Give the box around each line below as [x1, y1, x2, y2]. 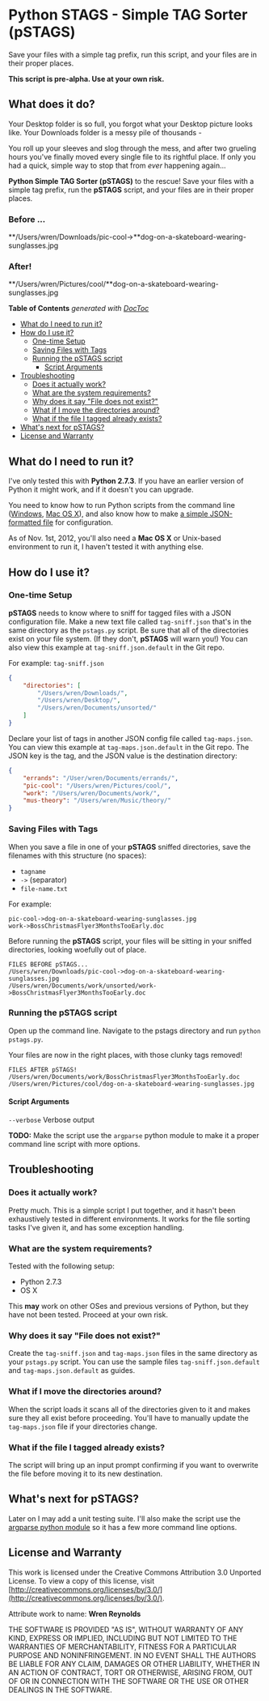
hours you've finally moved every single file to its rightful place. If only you [8, 151, 256, 161]
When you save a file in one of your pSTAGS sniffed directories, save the [8, 842, 251, 851]
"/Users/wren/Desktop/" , [37, 697, 121, 705]
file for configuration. [43, 518, 113, 527]
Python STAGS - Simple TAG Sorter [8, 6, 248, 24]
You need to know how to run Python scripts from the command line [8, 501, 236, 510]
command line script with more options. [8, 1140, 141, 1149]
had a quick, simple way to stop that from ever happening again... [8, 160, 226, 170]
